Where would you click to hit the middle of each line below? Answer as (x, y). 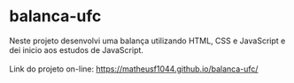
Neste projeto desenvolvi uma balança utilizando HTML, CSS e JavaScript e (147, 41)
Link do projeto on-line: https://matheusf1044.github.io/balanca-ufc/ (134, 69)
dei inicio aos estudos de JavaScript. (77, 49)
